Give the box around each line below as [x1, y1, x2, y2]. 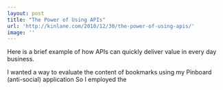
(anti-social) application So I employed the [7, 76, 127, 84]
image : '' [7, 29, 36, 36]
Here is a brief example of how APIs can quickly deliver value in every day [7, 48, 217, 56]
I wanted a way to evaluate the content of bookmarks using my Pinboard [7, 68, 212, 76]
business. [7, 55, 34, 63]
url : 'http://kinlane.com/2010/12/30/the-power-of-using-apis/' [7, 22, 195, 29]
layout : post [7, 10, 45, 17]
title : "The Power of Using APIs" [7, 16, 106, 23]
